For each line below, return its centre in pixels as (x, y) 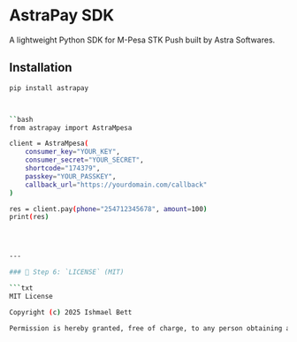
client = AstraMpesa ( (49, 144)
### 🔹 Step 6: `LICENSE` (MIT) (67, 272)
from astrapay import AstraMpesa (71, 128)
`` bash (21, 119)
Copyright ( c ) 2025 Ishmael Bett (71, 312)
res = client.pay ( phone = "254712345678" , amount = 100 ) (108, 209)
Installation (41, 68)
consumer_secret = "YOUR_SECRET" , (84, 160)
